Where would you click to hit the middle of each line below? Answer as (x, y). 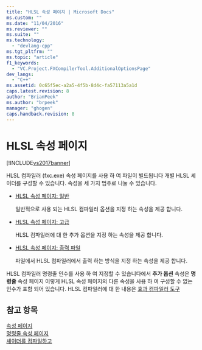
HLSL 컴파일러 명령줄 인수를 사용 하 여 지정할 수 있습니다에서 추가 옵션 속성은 (98, 274)
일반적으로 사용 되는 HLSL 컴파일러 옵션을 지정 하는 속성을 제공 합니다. (99, 209)
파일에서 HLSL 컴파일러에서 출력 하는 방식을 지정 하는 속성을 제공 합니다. (101, 261)
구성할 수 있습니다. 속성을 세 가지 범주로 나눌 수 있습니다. (89, 183)
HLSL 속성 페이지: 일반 (42, 196)
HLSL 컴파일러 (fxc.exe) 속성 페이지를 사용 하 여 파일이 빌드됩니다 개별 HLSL (98, 176)
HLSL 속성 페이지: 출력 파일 (48, 248)
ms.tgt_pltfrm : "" (30, 52)
